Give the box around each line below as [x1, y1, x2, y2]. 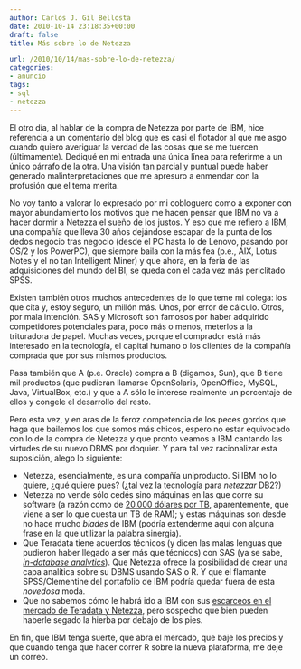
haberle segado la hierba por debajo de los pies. [22, 614, 203, 625]
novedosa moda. [22, 586, 86, 596]
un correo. [9, 651, 48, 662]
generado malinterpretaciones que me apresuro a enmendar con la [9, 170, 259, 181]
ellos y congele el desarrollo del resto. [9, 396, 152, 407]
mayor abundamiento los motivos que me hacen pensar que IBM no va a [9, 207, 279, 218]
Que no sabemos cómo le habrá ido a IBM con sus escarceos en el [22, 595, 272, 606]
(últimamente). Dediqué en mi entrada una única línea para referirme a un [9, 150, 283, 161]
